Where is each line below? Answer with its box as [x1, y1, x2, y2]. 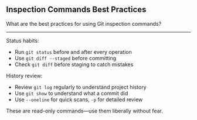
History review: [6, 72, 43, 79]
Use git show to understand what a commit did [14, 90, 128, 97]
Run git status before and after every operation [14, 48, 132, 55]
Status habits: [6, 37, 39, 44]
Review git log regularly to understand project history [14, 83, 147, 90]
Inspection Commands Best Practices [6, 5, 147, 15]
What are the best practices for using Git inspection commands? [6, 20, 162, 27]
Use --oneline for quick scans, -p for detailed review [14, 96, 143, 103]
